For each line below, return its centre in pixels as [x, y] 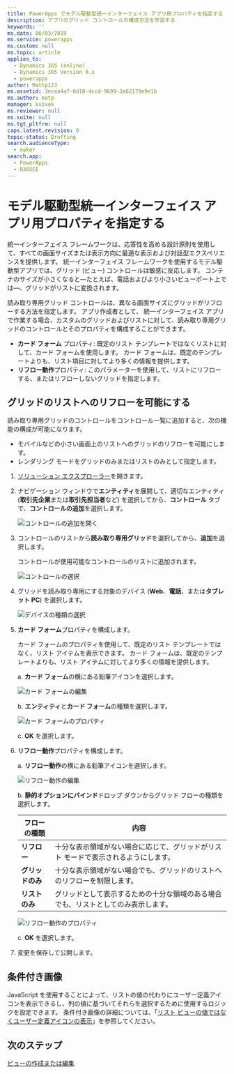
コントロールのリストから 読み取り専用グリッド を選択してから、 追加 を [118, 538]
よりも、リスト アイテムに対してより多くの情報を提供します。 [124, 662]
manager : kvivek [31, 105]
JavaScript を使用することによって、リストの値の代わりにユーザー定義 [109, 995]
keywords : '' [26, 27]
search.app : [24, 157]
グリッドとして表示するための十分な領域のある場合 [138, 894]
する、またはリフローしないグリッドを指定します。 [90, 378]
